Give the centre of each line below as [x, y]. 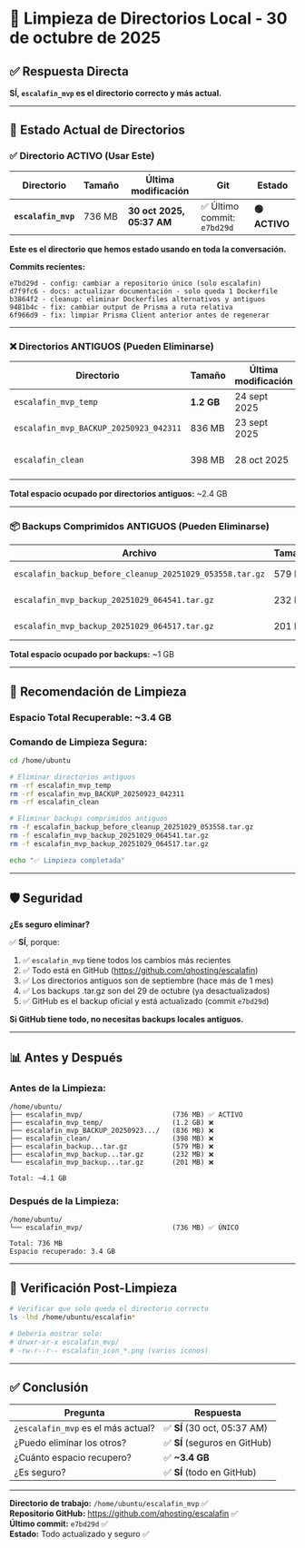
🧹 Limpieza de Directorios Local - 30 [148, 19]
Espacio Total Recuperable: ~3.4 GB [91, 717]
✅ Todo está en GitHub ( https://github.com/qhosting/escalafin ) [140, 971]
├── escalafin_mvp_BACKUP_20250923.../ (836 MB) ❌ [112, 1131]
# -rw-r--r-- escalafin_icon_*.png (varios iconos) [109, 1351]
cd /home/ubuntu [40, 760]
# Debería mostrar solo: [56, 1334]
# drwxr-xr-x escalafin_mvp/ [64, 1342]
